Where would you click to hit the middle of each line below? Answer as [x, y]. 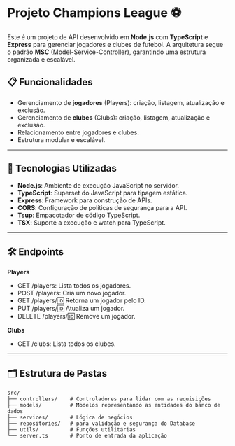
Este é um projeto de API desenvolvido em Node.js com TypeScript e [108, 37]
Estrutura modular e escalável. [61, 139]
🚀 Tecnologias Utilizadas [62, 168]
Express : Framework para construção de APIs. [85, 200]
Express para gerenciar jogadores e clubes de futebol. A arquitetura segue [115, 44]
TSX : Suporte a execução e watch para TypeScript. [91, 222]
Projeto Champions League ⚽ [94, 13]
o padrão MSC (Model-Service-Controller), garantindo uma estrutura [107, 52]
